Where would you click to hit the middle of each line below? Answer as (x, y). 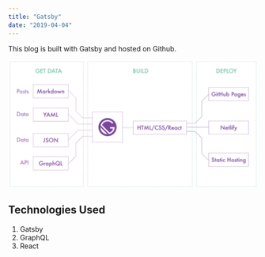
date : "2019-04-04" (40, 25)
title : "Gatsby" (35, 17)
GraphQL (34, 237)
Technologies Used (57, 210)
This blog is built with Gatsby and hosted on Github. (92, 48)
